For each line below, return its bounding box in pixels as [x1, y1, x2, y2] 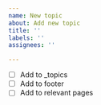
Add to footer [19, 79, 64, 88]
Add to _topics [19, 70, 68, 80]
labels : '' [8, 33, 45, 42]
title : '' [8, 26, 42, 34]
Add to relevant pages [19, 88, 94, 98]
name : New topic [8, 11, 63, 20]
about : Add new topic [8, 19, 81, 27]
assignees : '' [8, 41, 56, 49]
